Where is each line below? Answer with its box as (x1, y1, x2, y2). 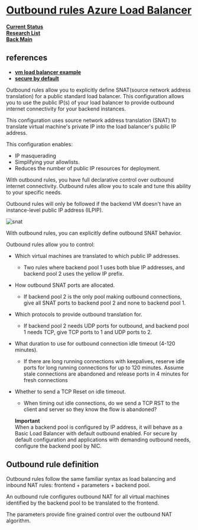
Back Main (6, 35, 33, 43)
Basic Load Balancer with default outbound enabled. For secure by (14, 429, 177, 437)
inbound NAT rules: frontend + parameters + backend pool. (6, 481, 151, 489)
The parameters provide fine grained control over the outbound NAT (6, 510, 173, 518)
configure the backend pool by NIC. (14, 442, 102, 450)
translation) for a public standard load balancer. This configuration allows (6, 92, 184, 99)
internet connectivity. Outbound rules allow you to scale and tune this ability (6, 182, 191, 189)
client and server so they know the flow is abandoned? (23, 406, 157, 413)
